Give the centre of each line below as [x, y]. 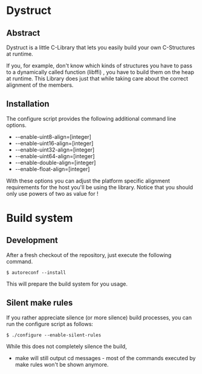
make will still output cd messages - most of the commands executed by [105, 358]
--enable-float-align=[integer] [52, 169]
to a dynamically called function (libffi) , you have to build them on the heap [100, 72]
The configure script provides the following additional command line [91, 118]
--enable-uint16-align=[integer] [54, 143]
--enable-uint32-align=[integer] [55, 150]
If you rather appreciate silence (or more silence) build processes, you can [99, 317]
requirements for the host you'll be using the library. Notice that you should [100, 187]
